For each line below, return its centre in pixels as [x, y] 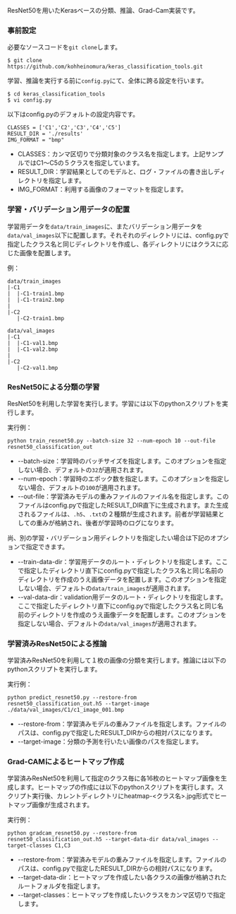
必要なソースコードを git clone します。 [64, 47]
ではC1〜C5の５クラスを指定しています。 [83, 163]
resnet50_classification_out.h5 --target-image [79, 704]
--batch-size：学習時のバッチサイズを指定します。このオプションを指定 [122, 461]
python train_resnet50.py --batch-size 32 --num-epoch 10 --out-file [112, 440]
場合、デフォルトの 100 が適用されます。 [87, 487]
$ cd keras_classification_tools [56, 94]
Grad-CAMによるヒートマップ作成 [66, 762]
